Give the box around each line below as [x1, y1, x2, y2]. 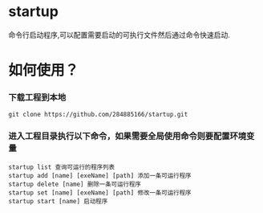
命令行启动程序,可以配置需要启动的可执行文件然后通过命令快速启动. [8, 30, 231, 39]
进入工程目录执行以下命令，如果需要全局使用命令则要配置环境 [8, 131, 247, 142]
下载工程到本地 [8, 92, 67, 103]
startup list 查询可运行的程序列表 [8, 163, 115, 171]
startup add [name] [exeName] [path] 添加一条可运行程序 [8, 171, 192, 179]
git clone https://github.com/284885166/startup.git [8, 111, 188, 119]
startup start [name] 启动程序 [8, 197, 108, 205]
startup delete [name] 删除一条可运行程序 [8, 180, 142, 188]
